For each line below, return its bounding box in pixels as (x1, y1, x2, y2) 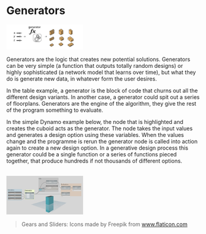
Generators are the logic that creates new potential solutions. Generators (6, 56, 191, 63)
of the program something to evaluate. (6, 106, 104, 114)
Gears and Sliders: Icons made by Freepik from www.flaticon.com (21, 221, 188, 228)
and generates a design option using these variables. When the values (6, 131, 184, 138)
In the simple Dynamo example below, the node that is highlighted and (6, 118, 184, 125)
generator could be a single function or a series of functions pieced (6, 150, 177, 158)
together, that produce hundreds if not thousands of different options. (6, 157, 183, 164)
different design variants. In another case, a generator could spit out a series (6, 93, 200, 101)
